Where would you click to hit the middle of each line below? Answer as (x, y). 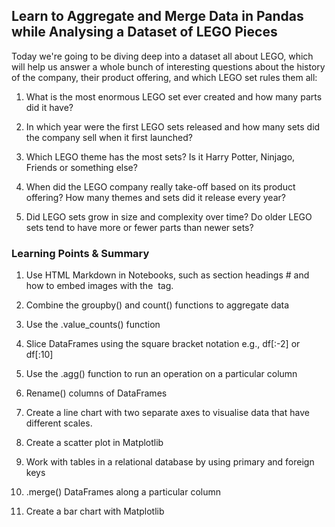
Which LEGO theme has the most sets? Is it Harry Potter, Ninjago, (160, 156)
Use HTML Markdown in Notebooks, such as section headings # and (167, 275)
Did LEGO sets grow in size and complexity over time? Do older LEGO (169, 216)
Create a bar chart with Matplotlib (95, 511)
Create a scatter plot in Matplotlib (94, 443)
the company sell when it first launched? (109, 137)
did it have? (49, 107)
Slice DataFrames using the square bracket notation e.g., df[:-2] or (163, 344)
